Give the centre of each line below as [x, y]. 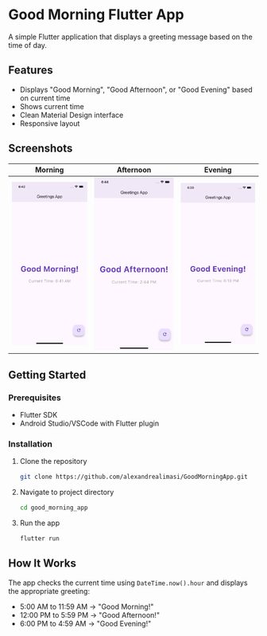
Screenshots [41, 149]
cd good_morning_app [54, 508]
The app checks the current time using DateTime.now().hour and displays [128, 583]
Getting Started [47, 375]
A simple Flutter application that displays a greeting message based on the [130, 37]
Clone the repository [53, 461]
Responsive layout [50, 123]
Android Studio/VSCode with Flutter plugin [89, 423]
